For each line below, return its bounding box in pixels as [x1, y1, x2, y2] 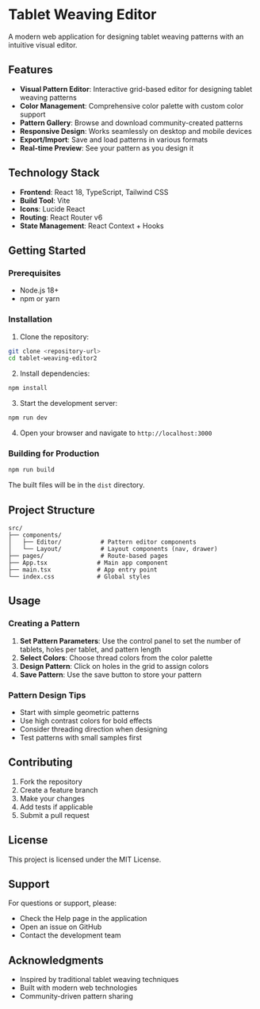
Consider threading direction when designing [19, 724, 168, 734]
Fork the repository [19, 777, 83, 786]
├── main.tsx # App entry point [8, 566, 158, 574]
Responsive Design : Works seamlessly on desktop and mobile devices [19, 126, 252, 136]
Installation [8, 314, 53, 325]
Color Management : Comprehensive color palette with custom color [19, 101, 244, 110]
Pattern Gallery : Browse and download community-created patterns [19, 117, 243, 128]
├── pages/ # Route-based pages [8, 552, 169, 560]
